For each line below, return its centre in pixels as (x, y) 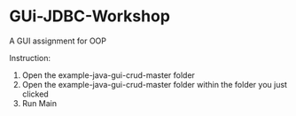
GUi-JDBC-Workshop (90, 16)
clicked (35, 94)
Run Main (39, 103)
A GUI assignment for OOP (58, 41)
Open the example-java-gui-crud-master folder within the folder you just (155, 84)
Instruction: (30, 58)
